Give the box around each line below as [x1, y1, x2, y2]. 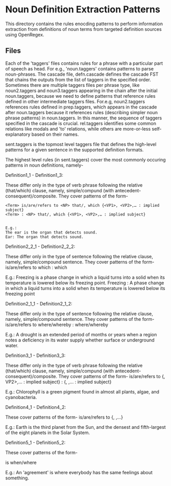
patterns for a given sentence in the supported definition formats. [5, 147, 144, 153]
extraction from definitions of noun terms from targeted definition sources [5, 26, 162, 32]
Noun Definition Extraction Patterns [5, 4, 161, 15]
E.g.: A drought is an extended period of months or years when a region [5, 331, 157, 337]
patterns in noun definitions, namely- [5, 162, 84, 168]
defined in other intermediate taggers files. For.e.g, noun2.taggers [5, 98, 145, 104]
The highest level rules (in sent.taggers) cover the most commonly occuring [5, 156, 166, 163]
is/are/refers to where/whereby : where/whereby [5, 321, 109, 328]
